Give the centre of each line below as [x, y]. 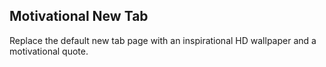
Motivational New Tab [79, 16]
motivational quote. [49, 51]
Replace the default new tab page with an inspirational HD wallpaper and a [163, 40]
